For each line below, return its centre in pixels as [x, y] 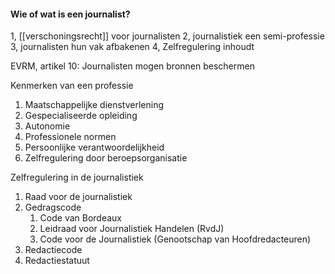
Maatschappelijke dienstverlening [94, 105]
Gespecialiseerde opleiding [81, 116]
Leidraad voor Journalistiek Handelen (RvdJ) [132, 229]
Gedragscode [53, 207]
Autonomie [47, 126]
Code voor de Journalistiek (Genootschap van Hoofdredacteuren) [175, 239]
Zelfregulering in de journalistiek [77, 177]
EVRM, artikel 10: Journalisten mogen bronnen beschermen [132, 66]
